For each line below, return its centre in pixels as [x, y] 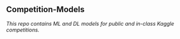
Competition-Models [45, 10]
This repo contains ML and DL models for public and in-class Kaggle [90, 23]
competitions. [23, 30]
